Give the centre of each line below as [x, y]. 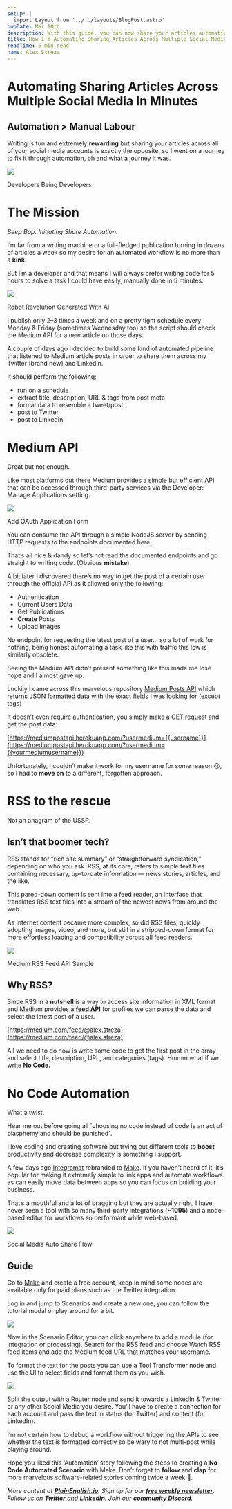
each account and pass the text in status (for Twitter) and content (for [106, 1414]
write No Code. [29, 1065]
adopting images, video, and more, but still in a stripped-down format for [110, 929]
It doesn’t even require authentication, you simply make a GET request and [113, 717]
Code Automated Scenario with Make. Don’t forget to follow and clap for [112, 1470]
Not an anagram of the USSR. [49, 820]
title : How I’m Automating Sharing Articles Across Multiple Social [108, 39]
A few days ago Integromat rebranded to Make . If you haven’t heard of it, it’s [115, 1168]
